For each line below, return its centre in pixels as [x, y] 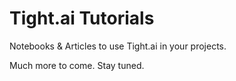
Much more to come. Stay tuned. [77, 65]
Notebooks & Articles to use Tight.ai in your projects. [118, 46]
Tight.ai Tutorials [82, 18]
